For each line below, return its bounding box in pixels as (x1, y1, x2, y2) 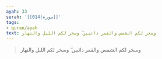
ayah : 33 (6, 8, 27, 15)
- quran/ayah (6, 25, 38, 31)
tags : (6, 19, 19, 25)
